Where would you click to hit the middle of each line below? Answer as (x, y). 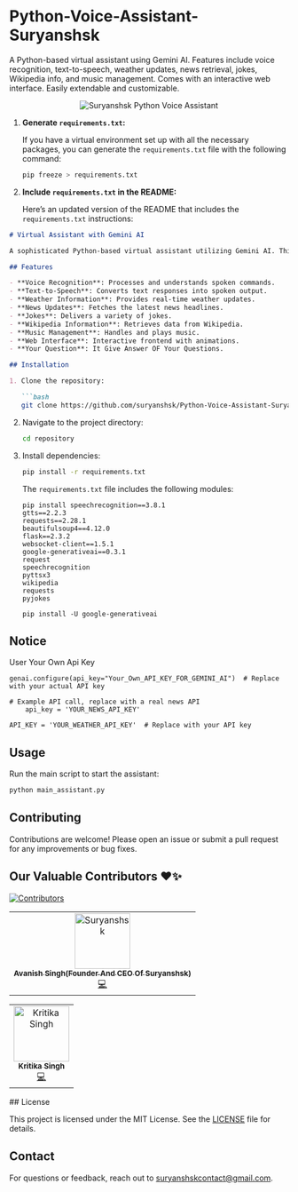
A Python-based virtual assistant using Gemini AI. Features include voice (142, 60)
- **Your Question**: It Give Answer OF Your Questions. (117, 349)
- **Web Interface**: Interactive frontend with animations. (125, 341)
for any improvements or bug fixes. (73, 848)
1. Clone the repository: (57, 381)
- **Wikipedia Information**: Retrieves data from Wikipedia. (126, 324)
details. (23, 1128)
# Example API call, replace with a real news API (105, 702)
